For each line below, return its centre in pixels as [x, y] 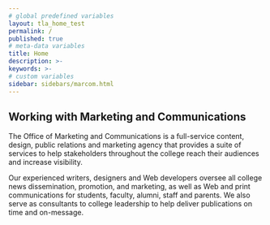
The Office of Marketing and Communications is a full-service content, [126, 136]
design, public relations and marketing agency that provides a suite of [125, 145]
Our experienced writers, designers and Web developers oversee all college [135, 178]
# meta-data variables [47, 46]
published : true [36, 39]
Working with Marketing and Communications [127, 117]
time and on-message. [46, 213]
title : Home [28, 54]
